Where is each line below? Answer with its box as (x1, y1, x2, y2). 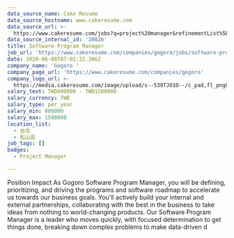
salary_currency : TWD (7, 95, 70, 102)
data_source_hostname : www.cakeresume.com (7, 17, 132, 24)
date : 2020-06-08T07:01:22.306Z (7, 56, 101, 63)
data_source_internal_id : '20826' (7, 36, 108, 43)
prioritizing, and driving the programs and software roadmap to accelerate (7, 186, 220, 194)
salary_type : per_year (7, 101, 73, 108)
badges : (7, 147, 30, 154)
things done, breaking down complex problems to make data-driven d (7, 223, 208, 231)
